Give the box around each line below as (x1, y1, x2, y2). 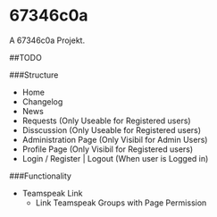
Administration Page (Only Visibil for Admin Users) (21, 134, 208, 145)
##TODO (9, 52, 42, 63)
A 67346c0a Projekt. (9, 35, 86, 46)
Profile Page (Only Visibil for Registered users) (21, 144, 194, 154)
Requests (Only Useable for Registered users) (21, 115, 191, 126)
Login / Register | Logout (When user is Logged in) (21, 153, 209, 163)
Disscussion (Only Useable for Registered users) (21, 124, 202, 135)
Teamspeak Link (21, 188, 83, 198)
